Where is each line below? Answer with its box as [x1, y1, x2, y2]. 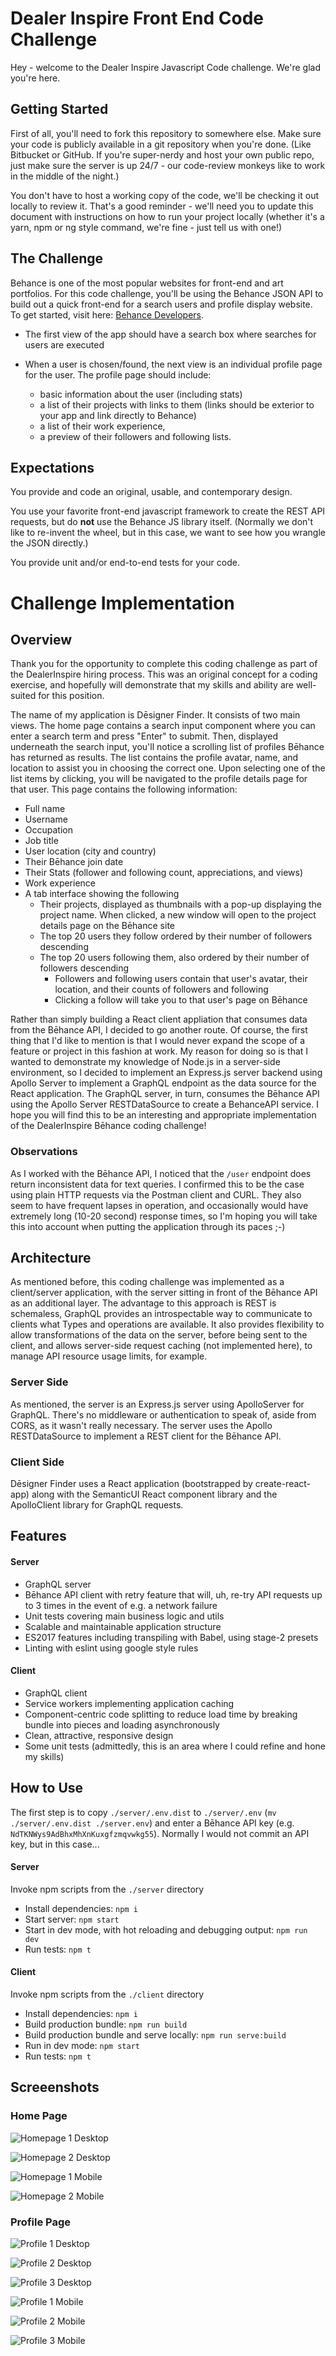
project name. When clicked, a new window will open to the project [39, 909, 317, 921]
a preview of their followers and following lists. [39, 430, 232, 442]
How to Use [10, 1780, 84, 1797]
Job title [24, 835, 59, 847]
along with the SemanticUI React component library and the [31, 1488, 278, 1501]
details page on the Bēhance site [39, 920, 175, 932]
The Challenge [10, 250, 104, 267]
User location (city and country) [24, 845, 157, 857]
